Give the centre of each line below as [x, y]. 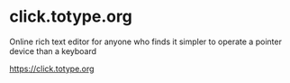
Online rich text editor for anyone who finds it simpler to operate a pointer [145, 41]
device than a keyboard [53, 51]
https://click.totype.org [52, 69]
